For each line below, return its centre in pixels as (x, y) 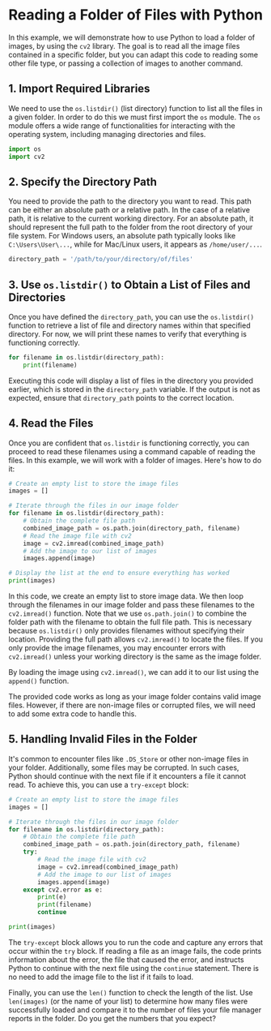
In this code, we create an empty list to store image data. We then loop (126, 596)
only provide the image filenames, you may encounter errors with (117, 648)
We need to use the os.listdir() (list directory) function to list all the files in (135, 108)
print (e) (52, 897)
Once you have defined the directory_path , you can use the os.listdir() (131, 317)
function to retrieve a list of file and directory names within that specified (129, 325)
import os (25, 149)
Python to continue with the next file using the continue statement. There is (133, 968)
